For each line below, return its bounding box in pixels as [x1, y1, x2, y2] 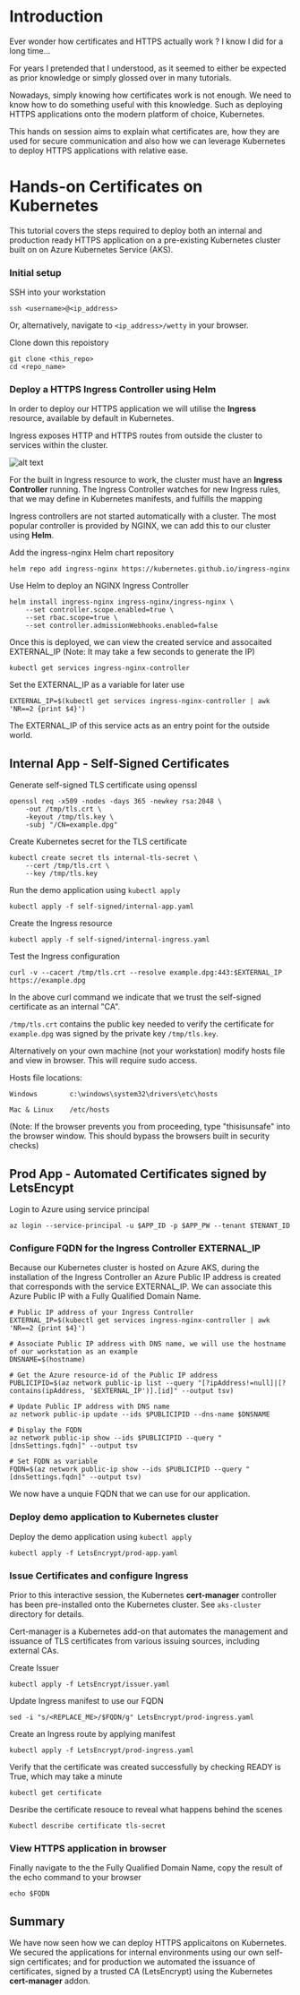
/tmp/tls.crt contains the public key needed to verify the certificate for [9, 1019, 275, 1029]
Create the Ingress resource [9, 918, 113, 929]
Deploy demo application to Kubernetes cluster [9, 1511, 219, 1524]
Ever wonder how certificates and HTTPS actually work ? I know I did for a [9, 36, 284, 47]
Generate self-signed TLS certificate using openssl [9, 779, 198, 790]
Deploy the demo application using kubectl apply [9, 1531, 193, 1542]
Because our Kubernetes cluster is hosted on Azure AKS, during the [9, 1262, 260, 1273]
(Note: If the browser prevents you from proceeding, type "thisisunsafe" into [9, 1122, 291, 1132]
